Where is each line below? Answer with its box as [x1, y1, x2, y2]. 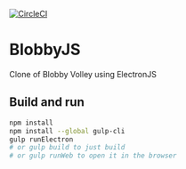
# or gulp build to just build [9, 143, 125, 152]
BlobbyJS [9, 40, 81, 60]
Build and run [9, 94, 85, 110]
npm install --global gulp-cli [9, 126, 125, 135]
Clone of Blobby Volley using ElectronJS [9, 68, 158, 79]
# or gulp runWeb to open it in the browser [9, 151, 177, 160]
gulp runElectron [9, 134, 74, 144]
